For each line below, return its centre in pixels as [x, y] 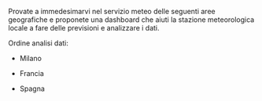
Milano [30, 58]
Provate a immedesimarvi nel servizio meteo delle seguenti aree [112, 11]
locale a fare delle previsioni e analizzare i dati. [84, 28]
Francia [32, 73]
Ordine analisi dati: [39, 43]
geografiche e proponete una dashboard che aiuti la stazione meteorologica [131, 20]
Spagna [32, 88]
